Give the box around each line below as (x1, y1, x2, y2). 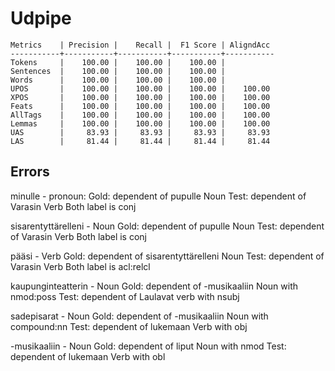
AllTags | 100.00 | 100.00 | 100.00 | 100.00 (10, 110, 271, 120)
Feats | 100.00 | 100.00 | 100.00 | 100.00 (10, 101, 271, 111)
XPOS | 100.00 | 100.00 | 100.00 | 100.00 (10, 92, 271, 102)
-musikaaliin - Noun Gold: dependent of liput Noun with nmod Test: (10, 340, 287, 352)
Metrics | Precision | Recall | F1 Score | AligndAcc (10, 40, 271, 50)
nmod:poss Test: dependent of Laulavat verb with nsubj (10, 290, 240, 302)
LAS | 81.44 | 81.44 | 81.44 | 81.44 (10, 136, 271, 146)
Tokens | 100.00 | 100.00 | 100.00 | (10, 57, 226, 67)
